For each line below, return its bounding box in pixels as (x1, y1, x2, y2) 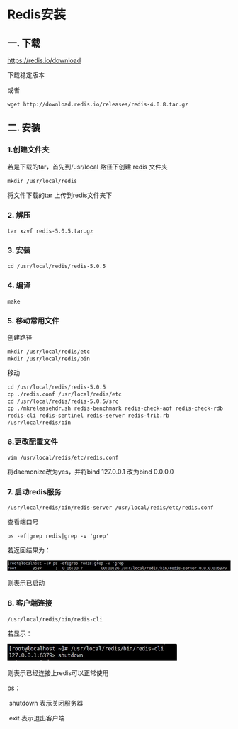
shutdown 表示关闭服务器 (8, 699, 84, 707)
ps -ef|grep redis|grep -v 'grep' (7, 533, 110, 540)
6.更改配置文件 (7, 437, 58, 447)
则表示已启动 (7, 579, 45, 587)
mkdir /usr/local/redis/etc (7, 348, 91, 355)
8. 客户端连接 (7, 599, 52, 608)
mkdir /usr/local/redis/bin (7, 355, 91, 362)
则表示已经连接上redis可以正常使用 (7, 668, 109, 677)
